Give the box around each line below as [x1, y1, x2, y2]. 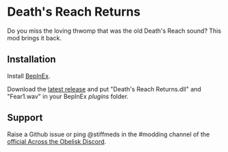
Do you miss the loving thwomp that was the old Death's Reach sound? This [7, 27, 221, 35]
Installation [7, 54, 56, 65]
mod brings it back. [7, 33, 62, 42]
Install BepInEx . [7, 72, 51, 80]
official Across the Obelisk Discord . [7, 137, 107, 145]
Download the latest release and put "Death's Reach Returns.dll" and [7, 85, 202, 93]
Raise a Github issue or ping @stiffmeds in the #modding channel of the [7, 130, 210, 138]
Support [7, 112, 43, 123]
